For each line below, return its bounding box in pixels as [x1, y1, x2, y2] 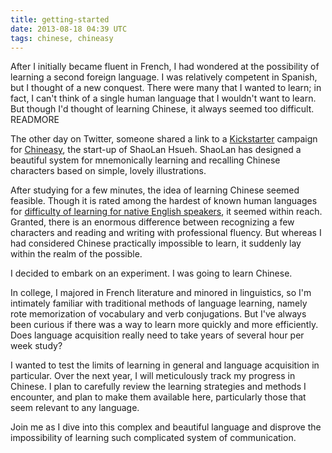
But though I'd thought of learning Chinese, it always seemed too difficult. [10, 103, 315, 115]
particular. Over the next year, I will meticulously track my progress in [10, 370, 296, 382]
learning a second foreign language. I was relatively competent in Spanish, [10, 71, 318, 83]
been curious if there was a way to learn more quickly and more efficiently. [10, 319, 319, 331]
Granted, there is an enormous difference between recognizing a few [10, 216, 295, 228]
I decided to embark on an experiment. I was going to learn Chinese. [10, 267, 293, 280]
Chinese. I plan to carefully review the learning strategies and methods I [10, 381, 307, 393]
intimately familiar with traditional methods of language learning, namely [10, 297, 308, 310]
